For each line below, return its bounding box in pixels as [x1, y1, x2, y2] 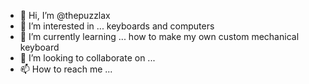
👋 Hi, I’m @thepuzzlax [19, 10, 111, 21]
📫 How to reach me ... [19, 63, 113, 75]
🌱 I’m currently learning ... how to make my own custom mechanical [19, 31, 300, 42]
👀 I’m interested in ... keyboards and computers [19, 20, 215, 32]
